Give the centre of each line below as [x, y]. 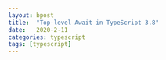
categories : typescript [47, 37]
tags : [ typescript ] [40, 44]
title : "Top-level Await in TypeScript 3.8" [83, 23]
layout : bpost [31, 15]
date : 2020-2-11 [38, 30]
